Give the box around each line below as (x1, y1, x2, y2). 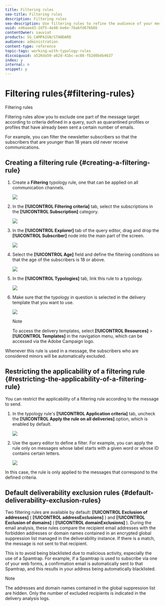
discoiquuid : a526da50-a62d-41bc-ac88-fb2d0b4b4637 (5, 53, 113, 58)
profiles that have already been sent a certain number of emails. (5, 124, 135, 130)
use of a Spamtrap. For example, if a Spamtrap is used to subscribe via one (5, 555, 158, 562)
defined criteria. (5, 474, 38, 480)
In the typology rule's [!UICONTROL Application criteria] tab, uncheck (12, 410, 156, 416)
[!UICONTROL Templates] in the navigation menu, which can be (12, 333, 142, 339)
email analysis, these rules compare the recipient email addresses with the (5, 525, 156, 531)
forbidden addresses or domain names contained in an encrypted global (5, 530, 151, 536)
